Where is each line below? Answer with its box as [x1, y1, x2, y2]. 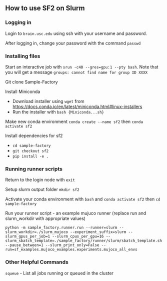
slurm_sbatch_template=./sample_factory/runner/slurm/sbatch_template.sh [5, 238, 162, 243]
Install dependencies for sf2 [5, 132, 63, 138]
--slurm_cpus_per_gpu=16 [52, 234, 104, 239]
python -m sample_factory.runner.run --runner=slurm [5, 225, 117, 230]
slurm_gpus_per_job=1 [5, 234, 50, 239]
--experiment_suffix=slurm [69, 229, 126, 234]
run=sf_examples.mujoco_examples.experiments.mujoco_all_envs [5, 247, 137, 252]
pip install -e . [12, 153, 49, 159]
